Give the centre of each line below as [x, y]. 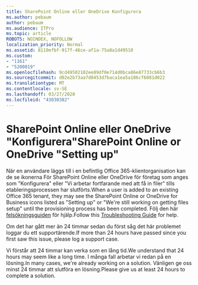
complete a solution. [31, 276]
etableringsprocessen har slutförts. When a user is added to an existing [92, 190]
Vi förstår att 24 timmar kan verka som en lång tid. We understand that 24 [95, 250]
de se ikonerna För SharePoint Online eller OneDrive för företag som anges [97, 177]
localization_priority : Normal [45, 45]
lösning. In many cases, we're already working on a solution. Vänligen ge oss [99, 263]
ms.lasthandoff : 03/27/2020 [41, 94]
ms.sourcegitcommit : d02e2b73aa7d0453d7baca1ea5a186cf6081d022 [86, 78]
